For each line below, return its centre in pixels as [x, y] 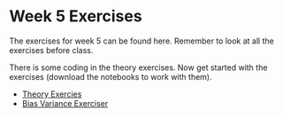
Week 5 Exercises [76, 16]
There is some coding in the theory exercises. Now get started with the [138, 67]
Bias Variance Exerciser [65, 103]
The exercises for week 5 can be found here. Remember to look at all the [141, 41]
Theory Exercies [52, 94]
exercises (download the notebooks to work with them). [111, 76]
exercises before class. [51, 50]
